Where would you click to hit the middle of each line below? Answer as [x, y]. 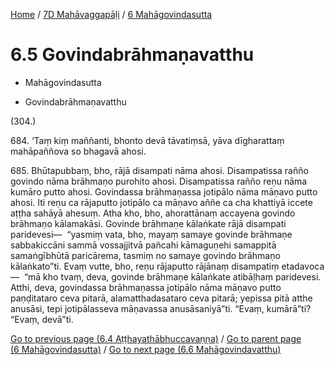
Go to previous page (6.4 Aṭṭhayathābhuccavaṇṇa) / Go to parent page [156, 338]
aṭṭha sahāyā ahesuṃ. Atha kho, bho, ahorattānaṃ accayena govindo [153, 213]
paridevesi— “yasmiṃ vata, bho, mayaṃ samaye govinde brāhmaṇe [151, 234]
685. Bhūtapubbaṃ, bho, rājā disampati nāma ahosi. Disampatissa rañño [159, 170]
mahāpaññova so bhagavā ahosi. [78, 151]
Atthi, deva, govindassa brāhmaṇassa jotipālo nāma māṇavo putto [146, 287]
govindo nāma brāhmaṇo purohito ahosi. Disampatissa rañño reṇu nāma [159, 181]
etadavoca [303, 266]
